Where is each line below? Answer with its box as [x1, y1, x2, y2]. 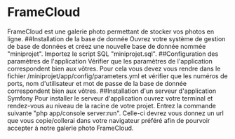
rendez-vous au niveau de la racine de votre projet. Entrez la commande [7, 101, 216, 110]
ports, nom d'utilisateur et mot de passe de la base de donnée [7, 79, 187, 87]
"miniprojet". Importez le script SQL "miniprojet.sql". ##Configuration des [7, 50, 219, 58]
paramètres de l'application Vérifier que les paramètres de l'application [7, 57, 213, 65]
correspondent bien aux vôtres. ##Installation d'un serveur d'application [7, 87, 217, 95]
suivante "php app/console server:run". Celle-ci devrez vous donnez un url [7, 109, 224, 117]
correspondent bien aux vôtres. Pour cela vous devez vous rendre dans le [7, 64, 221, 73]
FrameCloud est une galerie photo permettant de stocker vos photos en [7, 27, 215, 36]
